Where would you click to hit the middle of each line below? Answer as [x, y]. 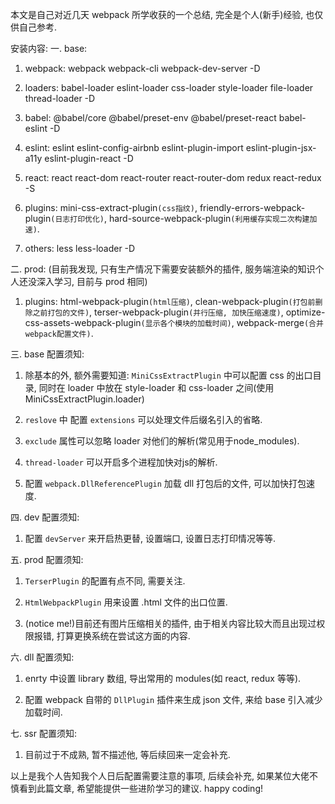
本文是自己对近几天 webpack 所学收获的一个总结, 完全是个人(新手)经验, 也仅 [167, 14]
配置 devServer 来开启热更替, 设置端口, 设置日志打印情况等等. [150, 538]
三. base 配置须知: [47, 354]
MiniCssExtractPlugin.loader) [84, 399]
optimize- [305, 312]
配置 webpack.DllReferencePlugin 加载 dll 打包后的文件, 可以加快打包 [165, 483]
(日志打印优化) [77, 219]
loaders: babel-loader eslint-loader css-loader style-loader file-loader [169, 87]
